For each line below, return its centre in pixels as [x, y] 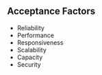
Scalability [31, 50]
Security [29, 64]
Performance [36, 35]
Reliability [30, 28]
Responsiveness [40, 42]
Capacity [30, 57]
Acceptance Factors [51, 11]
